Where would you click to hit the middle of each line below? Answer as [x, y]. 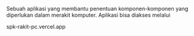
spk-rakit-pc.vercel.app [36, 27]
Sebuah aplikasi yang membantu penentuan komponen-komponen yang [97, 9]
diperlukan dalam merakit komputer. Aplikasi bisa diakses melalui [88, 15]
